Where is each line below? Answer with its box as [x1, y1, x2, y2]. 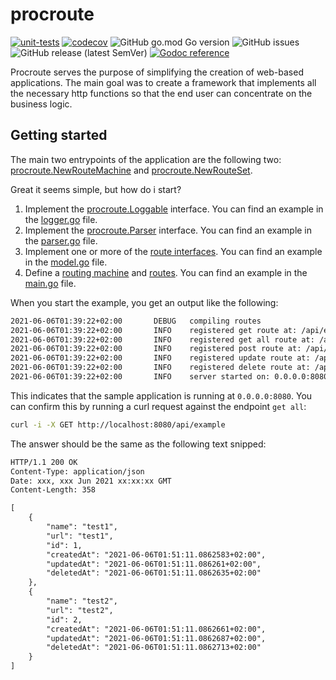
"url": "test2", [46, 605, 114, 615]
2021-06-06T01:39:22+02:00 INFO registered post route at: [10, 344, 302, 354]
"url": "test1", [46, 531, 114, 541]
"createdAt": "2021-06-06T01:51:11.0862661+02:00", [46, 624, 267, 634]
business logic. [10, 98, 73, 110]
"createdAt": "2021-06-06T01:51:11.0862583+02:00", [46, 549, 267, 560]
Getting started [10, 127, 108, 144]
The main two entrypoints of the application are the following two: [10, 153, 282, 165]
